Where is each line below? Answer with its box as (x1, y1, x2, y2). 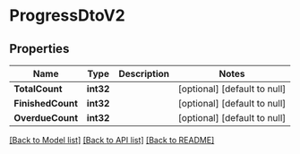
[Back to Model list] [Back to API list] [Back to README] (9, 135, 215, 145)
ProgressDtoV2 (9, 5, 125, 26)
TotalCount (13, 82, 63, 95)
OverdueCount (13, 112, 79, 124)
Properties (9, 41, 70, 56)
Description (118, 68, 170, 80)
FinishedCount (13, 98, 78, 109)
